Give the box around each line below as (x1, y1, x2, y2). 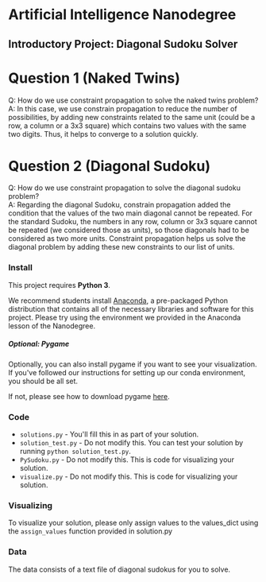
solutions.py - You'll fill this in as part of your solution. (19, 429, 199, 439)
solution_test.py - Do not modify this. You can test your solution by (19, 438, 244, 448)
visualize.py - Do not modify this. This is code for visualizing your (19, 471, 238, 482)
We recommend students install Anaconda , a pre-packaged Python (8, 296, 229, 305)
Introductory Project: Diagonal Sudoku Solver (8, 37, 238, 51)
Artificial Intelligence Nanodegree (8, 6, 237, 24)
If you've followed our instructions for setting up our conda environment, (8, 367, 246, 377)
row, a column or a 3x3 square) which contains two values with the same (8, 121, 247, 130)
